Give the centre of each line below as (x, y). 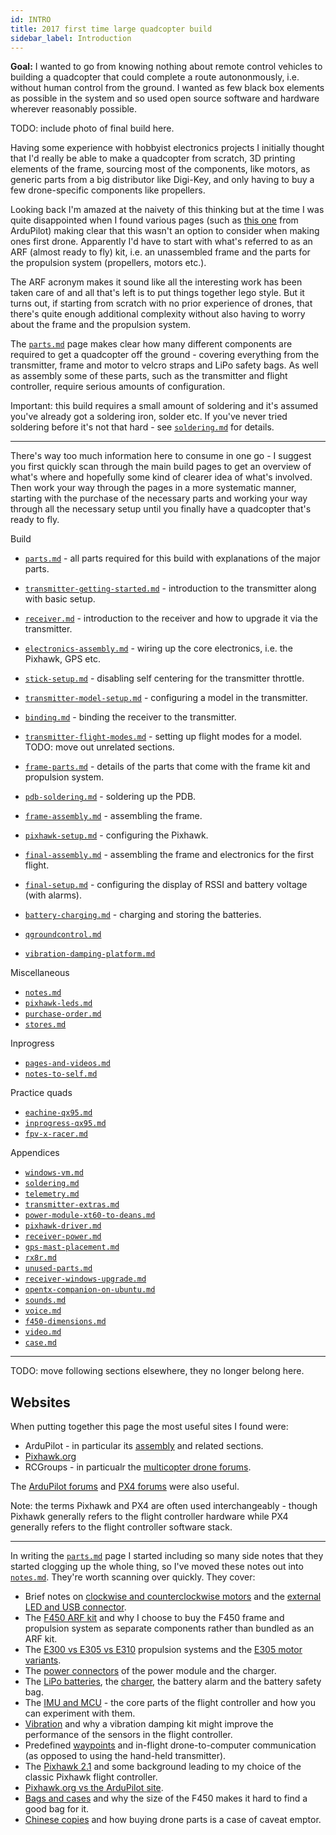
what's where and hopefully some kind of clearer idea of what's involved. (161, 477)
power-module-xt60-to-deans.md (90, 1216)
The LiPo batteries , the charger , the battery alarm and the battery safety (173, 1682)
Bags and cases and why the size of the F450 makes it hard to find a (166, 1798)
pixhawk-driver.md (63, 1226)
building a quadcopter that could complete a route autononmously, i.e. (155, 77)
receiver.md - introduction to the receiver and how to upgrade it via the (171, 618)
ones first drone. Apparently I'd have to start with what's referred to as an (161, 242)
